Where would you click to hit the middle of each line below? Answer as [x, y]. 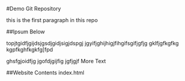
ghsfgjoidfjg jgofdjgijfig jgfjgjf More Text [56, 61]
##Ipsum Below [26, 32]
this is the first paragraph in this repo [52, 20]
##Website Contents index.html [45, 73]
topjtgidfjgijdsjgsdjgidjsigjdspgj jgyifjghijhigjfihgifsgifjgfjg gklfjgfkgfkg [92, 43]
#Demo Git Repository [34, 9]
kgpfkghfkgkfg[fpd [30, 49]
